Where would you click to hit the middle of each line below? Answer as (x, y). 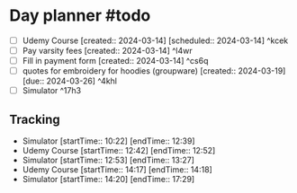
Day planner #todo (80, 16)
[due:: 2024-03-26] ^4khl (70, 81)
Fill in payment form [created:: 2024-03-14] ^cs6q (115, 61)
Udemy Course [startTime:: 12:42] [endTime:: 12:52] (119, 151)
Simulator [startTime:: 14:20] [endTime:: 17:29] (108, 180)
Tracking (35, 119)
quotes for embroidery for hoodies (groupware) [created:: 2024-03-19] (154, 71)
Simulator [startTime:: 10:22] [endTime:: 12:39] (108, 141)
